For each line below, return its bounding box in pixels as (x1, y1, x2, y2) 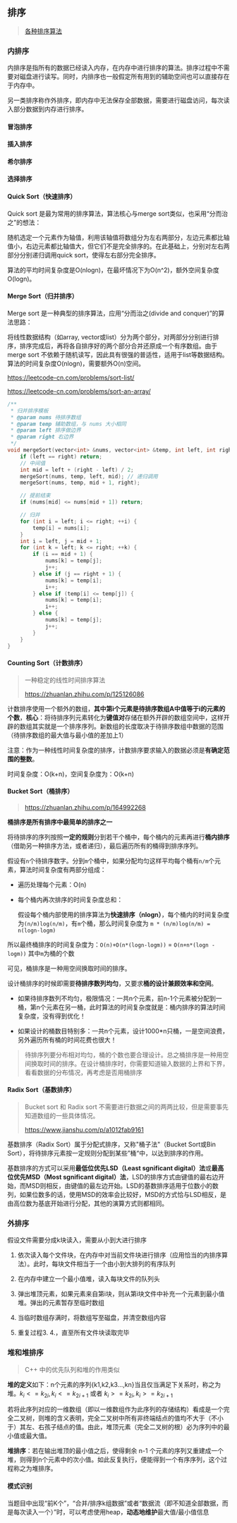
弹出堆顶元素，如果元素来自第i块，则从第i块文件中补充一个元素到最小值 (17, 1290, 225, 1298)
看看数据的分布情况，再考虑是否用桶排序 (24, 1068, 142, 1076)
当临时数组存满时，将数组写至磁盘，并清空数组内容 (17, 1313, 166, 1322)
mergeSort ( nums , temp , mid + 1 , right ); (20, 479, 140, 487)
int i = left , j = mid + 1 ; (20, 538, 102, 545)
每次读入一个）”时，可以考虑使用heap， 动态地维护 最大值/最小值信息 (13, 1507, 209, 1516)
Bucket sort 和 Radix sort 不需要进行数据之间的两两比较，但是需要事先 (24, 1103, 229, 1111)
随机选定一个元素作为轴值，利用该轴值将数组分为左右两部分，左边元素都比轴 (7, 233, 230, 241)
